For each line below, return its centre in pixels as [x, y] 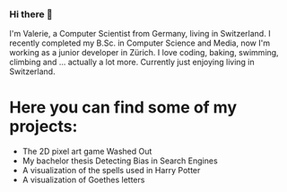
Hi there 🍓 [31, 14]
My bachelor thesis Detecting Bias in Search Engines [120, 161]
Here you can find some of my [123, 108]
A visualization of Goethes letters [83, 180]
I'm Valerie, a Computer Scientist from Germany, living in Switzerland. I [140, 34]
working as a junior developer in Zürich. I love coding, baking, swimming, [144, 53]
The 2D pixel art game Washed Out [87, 152]
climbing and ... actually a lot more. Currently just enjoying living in [132, 63]
